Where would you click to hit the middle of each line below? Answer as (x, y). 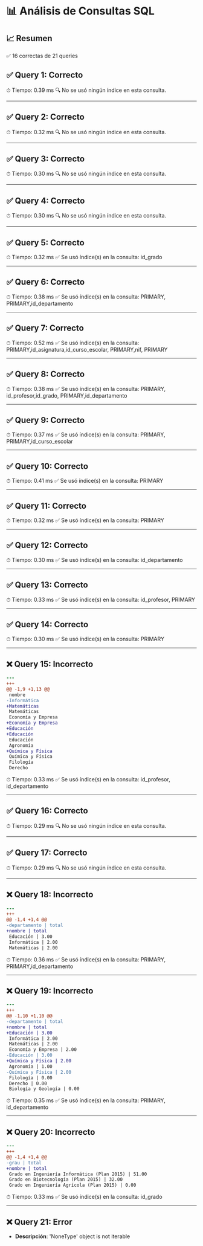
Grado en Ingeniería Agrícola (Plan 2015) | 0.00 (72, 1185)
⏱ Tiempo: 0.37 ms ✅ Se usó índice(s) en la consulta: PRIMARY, (86, 434)
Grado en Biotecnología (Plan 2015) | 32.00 (66, 1180)
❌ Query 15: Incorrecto (50, 664)
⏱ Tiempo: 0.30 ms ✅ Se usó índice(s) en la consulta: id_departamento (95, 560)
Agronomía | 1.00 (31, 1067)
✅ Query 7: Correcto (45, 328)
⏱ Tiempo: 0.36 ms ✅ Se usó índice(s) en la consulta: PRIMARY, (86, 959)
